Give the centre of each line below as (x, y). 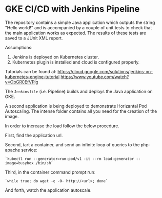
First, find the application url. (34, 135)
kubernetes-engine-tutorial (32, 77)
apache (13, 150)
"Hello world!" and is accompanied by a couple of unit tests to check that (79, 27)
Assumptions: (19, 47)
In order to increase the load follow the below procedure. (62, 126)
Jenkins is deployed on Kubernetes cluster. (55, 57)
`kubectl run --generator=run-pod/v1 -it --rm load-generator (70, 159)
